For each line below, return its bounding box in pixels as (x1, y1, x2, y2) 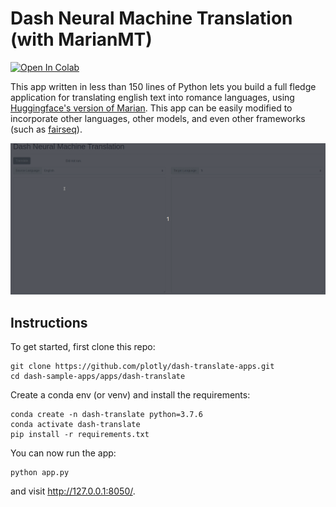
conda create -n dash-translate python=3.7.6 (10, 410, 203, 420)
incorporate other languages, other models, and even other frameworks (10, 112, 306, 124)
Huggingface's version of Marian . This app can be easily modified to (10, 102, 293, 114)
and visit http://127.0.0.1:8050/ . (10, 485, 136, 497)
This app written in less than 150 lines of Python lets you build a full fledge (10, 80, 317, 92)
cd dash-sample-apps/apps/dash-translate (10, 372, 186, 382)
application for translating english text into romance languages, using (10, 91, 295, 103)
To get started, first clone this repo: (10, 341, 156, 353)
